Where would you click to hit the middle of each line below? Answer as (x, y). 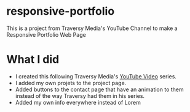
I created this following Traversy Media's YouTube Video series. (96, 76)
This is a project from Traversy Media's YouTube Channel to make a (92, 28)
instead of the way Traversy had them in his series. (80, 95)
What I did (33, 60)
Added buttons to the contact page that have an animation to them (100, 89)
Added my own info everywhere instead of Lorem (78, 102)
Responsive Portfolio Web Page (46, 34)
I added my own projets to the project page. (71, 83)
